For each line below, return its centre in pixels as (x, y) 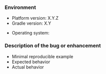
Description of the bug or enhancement (53, 46)
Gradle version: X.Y (31, 23)
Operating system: (31, 33)
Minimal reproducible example (42, 56)
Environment (20, 7)
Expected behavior (31, 62)
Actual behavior (28, 67)
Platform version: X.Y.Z (35, 18)
